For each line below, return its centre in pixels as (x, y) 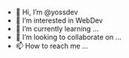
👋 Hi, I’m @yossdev (47, 12)
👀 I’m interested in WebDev (59, 20)
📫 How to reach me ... (52, 46)
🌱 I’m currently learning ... (57, 29)
